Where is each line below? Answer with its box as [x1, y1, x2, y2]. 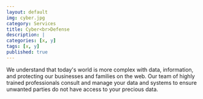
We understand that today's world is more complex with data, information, [6, 66, 194, 73]
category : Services [6, 20, 56, 26]
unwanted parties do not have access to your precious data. [6, 85, 158, 93]
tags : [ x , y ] [6, 44, 40, 50]
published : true [6, 49, 48, 55]
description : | [6, 32, 45, 38]
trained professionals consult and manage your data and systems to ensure [6, 79, 197, 86]
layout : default [6, 9, 48, 15]
